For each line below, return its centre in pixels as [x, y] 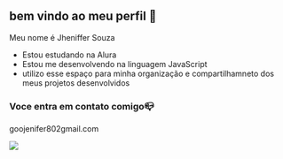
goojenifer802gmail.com [54, 129]
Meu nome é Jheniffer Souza [62, 37]
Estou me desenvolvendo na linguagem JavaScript [114, 64]
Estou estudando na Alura [69, 55]
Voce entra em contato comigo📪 [82, 106]
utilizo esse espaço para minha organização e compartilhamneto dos [148, 73]
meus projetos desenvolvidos [76, 83]
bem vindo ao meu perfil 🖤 [83, 16]
